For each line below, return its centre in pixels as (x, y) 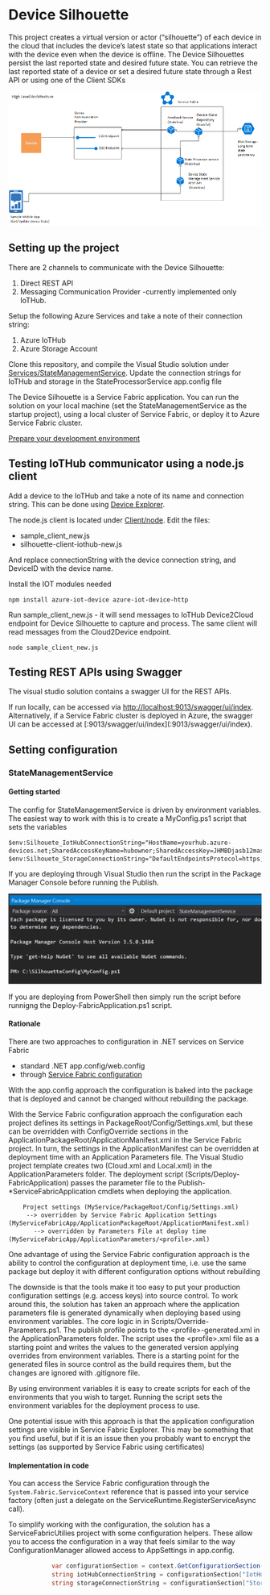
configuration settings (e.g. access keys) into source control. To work (123, 1295)
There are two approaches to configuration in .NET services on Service (126, 1041)
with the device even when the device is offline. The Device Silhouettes (127, 54)
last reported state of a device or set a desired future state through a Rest (130, 71)
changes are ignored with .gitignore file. (74, 1372)
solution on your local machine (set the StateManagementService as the (128, 406)
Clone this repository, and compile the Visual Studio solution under (119, 364)
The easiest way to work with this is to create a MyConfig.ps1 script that (127, 818)
